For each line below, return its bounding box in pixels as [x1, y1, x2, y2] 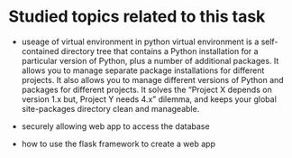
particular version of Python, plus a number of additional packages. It [21, 55, 279, 66]
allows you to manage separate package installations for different [21, 65, 265, 76]
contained [21, 45, 59, 56]
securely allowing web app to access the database [21, 120, 210, 132]
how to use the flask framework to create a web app [21, 138, 215, 149]
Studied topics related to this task [8, 6, 266, 27]
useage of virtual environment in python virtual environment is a [21, 36, 260, 47]
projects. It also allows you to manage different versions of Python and [21, 74, 285, 85]
